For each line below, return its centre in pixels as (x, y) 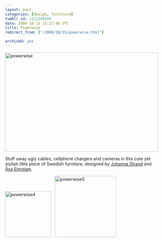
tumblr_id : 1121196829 (28, 19)
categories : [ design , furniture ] (39, 14)
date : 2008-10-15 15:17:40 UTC (37, 23)
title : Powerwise (23, 28)
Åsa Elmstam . (19, 169)
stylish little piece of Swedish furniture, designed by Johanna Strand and (78, 164)
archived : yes (20, 41)
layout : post (18, 10)
